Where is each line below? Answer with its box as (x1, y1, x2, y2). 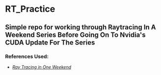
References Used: (5, 53, 49, 60)
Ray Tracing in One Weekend (12, 64, 71, 70)
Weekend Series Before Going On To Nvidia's (5, 30, 146, 39)
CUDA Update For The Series (5, 38, 95, 47)
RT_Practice (5, 3, 55, 15)
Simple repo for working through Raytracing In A (5, 23, 156, 31)
